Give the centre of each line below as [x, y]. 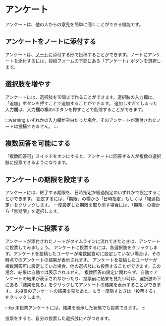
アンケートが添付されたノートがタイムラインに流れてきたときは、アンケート [83, 241]
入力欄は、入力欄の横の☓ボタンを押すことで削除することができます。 [76, 109]
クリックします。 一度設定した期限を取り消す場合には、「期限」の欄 [87, 205]
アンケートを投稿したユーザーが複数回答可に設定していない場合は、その [87, 254]
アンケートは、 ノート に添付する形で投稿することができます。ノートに [77, 54]
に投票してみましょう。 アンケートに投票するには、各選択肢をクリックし [79, 247]
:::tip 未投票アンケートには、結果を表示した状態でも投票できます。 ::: [75, 308]
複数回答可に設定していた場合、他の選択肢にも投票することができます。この [83, 266]
